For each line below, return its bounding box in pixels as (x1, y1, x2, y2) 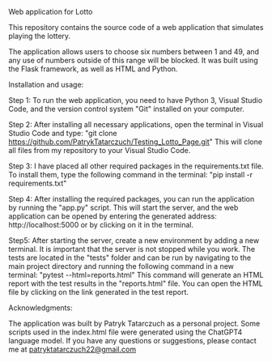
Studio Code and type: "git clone (8, 129, 117, 138)
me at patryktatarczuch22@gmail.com (8, 344, 136, 354)
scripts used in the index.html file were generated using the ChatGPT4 (8, 327, 243, 337)
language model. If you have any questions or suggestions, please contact (8, 336, 257, 345)
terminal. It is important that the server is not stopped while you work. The (8, 245, 256, 253)
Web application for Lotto (8, 7, 93, 16)
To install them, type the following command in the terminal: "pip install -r (8, 170, 253, 179)
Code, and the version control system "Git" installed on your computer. (8, 104, 244, 113)
